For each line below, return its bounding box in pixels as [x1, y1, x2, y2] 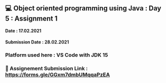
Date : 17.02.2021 [5, 27, 41, 33]
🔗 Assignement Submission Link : [5, 65, 88, 72]
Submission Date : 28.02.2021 [5, 39, 69, 45]
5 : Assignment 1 [5, 14, 58, 23]
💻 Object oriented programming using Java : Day [5, 4, 162, 12]
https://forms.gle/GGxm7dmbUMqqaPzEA [5, 71, 110, 78]
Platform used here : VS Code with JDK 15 [5, 51, 108, 58]
